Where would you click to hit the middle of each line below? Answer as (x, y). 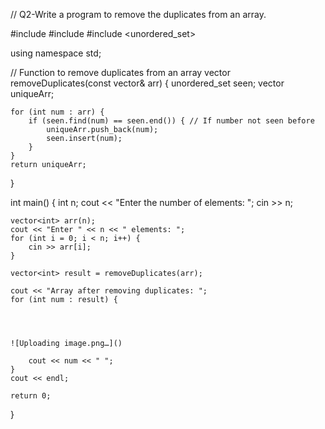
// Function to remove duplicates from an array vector (120, 72)
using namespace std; (56, 53)
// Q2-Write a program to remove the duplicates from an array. (138, 14)
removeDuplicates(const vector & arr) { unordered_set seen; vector (147, 83)
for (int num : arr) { (57, 112)
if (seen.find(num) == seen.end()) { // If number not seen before (171, 121)
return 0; (31, 396)
